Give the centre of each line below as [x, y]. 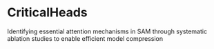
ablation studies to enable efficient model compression [85, 38]
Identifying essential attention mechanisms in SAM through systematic [107, 31]
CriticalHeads [47, 13]
